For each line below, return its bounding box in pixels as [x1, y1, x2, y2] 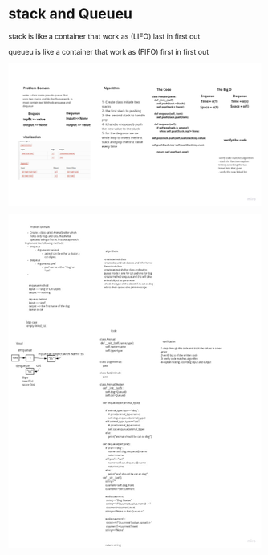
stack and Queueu [8, 5, 133, 23]
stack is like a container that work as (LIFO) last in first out [8, 31, 201, 41]
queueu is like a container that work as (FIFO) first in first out [8, 47, 209, 56]
